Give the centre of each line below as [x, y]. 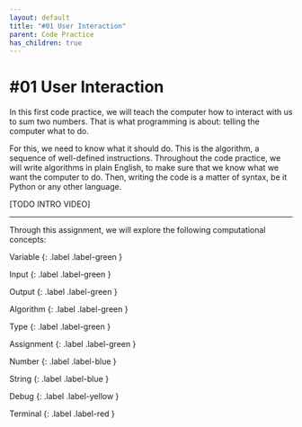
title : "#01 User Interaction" [68, 26]
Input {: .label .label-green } [60, 274]
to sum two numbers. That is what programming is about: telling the [135, 121]
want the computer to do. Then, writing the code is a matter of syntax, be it [148, 177]
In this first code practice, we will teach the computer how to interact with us [151, 112]
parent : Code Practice [52, 34]
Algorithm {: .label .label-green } [69, 309]
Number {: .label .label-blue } [63, 361]
